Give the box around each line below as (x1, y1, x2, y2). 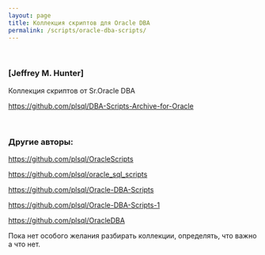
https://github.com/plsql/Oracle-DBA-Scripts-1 (8, 200, 161, 210)
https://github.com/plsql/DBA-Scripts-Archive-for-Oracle (8, 101, 194, 111)
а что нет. (8, 239, 41, 249)
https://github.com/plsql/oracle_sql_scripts (8, 169, 148, 179)
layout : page (8, 11, 51, 20)
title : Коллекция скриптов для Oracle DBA (8, 19, 150, 27)
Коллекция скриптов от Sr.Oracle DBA (8, 86, 136, 95)
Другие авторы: (8, 136, 74, 147)
